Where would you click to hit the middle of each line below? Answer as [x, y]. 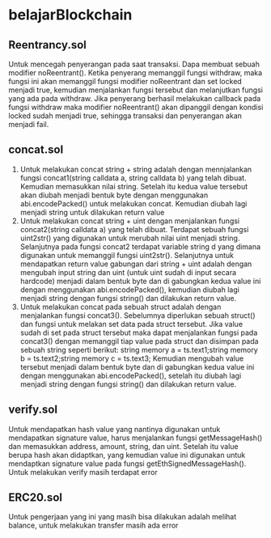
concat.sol [36, 150]
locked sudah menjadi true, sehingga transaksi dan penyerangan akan [125, 116]
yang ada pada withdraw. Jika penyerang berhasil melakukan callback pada [135, 98]
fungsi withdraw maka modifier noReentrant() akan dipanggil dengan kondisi [136, 107]
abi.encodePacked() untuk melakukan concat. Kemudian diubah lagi [133, 203]
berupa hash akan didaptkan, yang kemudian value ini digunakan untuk [127, 455]
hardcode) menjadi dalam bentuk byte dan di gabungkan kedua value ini [140, 281]
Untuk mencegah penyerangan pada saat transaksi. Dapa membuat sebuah [134, 64]
